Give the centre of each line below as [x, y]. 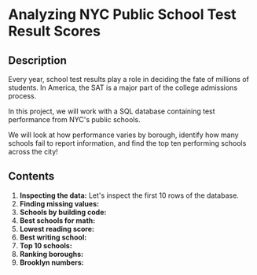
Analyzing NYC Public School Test [123, 15]
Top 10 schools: [46, 245]
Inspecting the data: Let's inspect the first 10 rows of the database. [129, 195]
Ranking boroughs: [51, 254]
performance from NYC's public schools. [74, 119]
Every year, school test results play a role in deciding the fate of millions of [128, 79]
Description [37, 60]
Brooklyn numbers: [51, 262]
